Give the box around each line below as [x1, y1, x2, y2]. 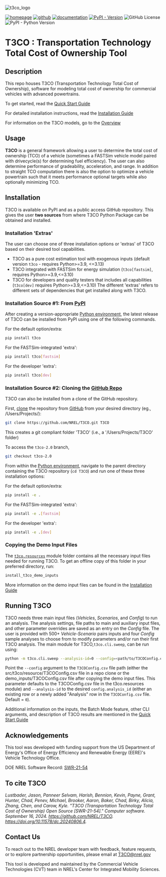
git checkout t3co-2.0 [5, 454, 52, 459]
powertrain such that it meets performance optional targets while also [5, 174, 147, 180]
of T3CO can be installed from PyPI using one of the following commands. [5, 316, 157, 322]
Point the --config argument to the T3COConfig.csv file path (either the [5, 665, 148, 671]
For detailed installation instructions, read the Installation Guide [5, 110, 133, 116]
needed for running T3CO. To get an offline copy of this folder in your [5, 558, 147, 564]
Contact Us [5, 833, 41, 841]
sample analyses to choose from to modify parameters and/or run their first [5, 636, 159, 642]
